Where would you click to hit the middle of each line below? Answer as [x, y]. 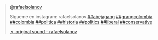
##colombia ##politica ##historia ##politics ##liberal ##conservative [81, 22]
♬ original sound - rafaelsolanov [43, 32]
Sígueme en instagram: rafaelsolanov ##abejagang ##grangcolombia [81, 17]
